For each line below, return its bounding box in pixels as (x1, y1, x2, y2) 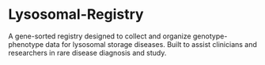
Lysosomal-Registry (8, 5, 144, 23)
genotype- (192, 31, 228, 41)
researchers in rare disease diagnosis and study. (8, 48, 167, 57)
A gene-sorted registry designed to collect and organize (8, 31, 191, 41)
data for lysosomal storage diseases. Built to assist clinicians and (45, 39, 257, 49)
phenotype (8, 39, 44, 49)
